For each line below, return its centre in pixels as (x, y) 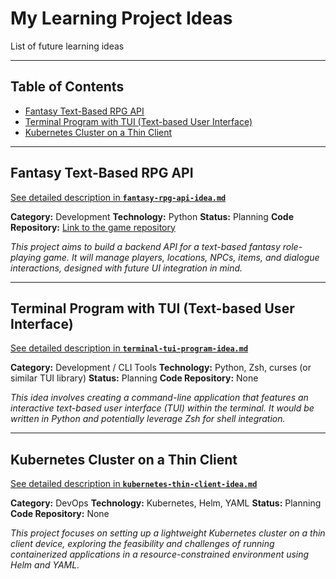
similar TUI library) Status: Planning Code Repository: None (134, 378)
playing (26, 257)
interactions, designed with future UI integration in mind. (126, 268)
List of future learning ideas (67, 46)
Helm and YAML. (45, 565)
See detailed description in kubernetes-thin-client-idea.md (134, 484)
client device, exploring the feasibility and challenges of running (142, 544)
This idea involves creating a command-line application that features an (159, 398)
